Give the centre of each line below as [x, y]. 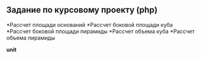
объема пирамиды [31, 38]
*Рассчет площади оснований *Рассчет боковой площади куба [90, 24]
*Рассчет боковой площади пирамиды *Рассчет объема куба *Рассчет [100, 31]
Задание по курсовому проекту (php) [82, 10]
